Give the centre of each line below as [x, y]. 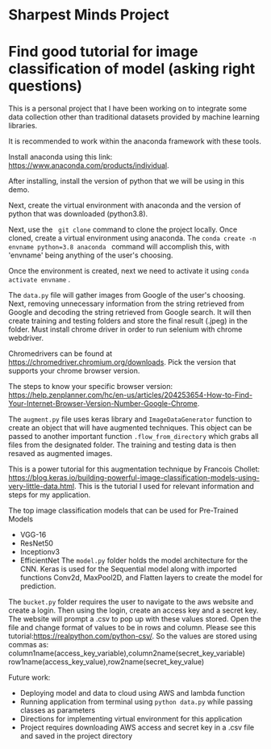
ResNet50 [37, 543]
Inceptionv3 [40, 552]
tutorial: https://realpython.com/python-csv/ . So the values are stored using [133, 636]
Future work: [29, 678]
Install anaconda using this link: [60, 157]
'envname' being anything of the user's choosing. [91, 255]
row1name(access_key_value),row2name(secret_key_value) [106, 662]
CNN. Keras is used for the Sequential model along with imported [128, 569]
